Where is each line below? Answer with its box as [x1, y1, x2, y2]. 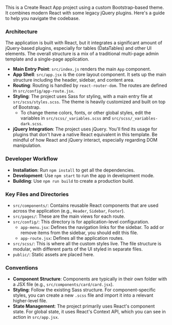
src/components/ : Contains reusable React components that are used [12, 202, 159, 208]
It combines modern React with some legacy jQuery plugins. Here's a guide [5, 10, 165, 16]
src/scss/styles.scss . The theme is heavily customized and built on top [12, 99, 166, 105]
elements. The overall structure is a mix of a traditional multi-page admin [5, 51, 159, 57]
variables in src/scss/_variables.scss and [20, 115, 111, 121]
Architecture [5, 28, 38, 35]
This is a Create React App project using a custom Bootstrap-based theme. [5, 5, 164, 10]
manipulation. [12, 142, 42, 148]
